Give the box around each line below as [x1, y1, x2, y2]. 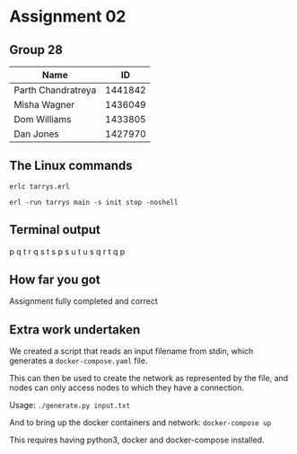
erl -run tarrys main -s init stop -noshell [9, 198, 179, 207]
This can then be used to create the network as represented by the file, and [9, 373, 289, 384]
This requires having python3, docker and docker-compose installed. [9, 434, 265, 446]
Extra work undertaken [9, 322, 141, 337]
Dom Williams [13, 113, 72, 125]
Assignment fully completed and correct [9, 296, 159, 307]
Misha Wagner [13, 99, 75, 111]
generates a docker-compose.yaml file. [9, 355, 148, 366]
